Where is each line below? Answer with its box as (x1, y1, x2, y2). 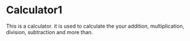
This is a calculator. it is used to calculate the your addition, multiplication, (6, 23, 185, 29)
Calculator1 (6, 3, 63, 17)
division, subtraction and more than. (6, 28, 93, 35)
